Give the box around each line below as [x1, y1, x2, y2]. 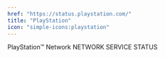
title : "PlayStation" [7, 17, 72, 24]
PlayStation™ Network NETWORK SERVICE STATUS [7, 43, 158, 52]
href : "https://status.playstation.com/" [7, 10, 132, 18]
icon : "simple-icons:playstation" [7, 23, 110, 30]
